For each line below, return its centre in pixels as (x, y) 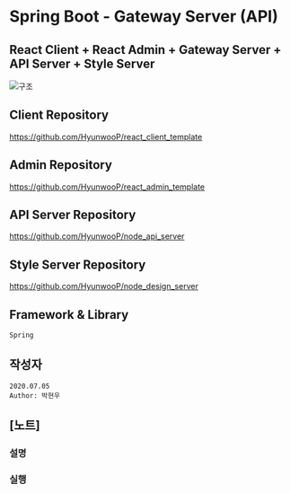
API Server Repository (73, 215)
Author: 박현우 (35, 396)
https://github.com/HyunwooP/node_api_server (97, 236)
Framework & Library (69, 315)
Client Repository (59, 115)
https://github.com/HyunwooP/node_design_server (104, 286)
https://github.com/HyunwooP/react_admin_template (107, 187)
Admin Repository (61, 165)
